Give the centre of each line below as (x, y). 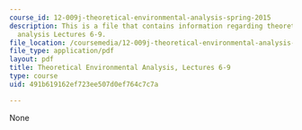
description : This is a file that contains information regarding (136, 26)
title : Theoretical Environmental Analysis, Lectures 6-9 (120, 68)
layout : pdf (31, 59)
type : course (34, 76)
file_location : (38, 43)
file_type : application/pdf (62, 51)
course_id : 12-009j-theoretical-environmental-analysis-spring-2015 (140, 17)
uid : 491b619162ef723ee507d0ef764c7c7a (84, 84)
